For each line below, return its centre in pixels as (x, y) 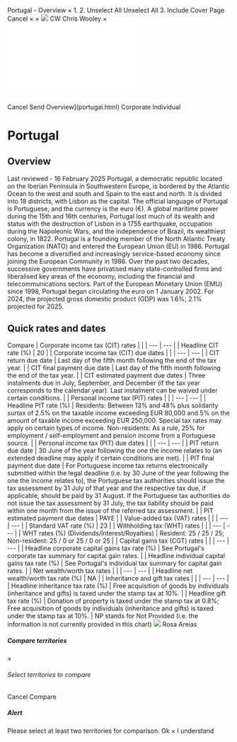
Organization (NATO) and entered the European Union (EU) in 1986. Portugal (118, 246)
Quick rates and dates (57, 329)
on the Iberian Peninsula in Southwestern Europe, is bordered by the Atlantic (118, 186)
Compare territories (37, 641)
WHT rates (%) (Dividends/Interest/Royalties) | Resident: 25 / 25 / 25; (123, 533)
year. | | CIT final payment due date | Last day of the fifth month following (114, 368)
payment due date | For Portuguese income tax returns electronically (108, 465)
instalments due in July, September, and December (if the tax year (104, 383)
